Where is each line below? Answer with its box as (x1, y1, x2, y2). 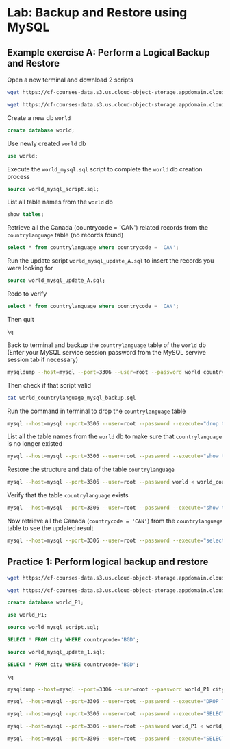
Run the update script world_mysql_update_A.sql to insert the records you (7, 257, 214, 265)
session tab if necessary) (7, 355, 79, 364)
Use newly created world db (7, 139, 87, 147)
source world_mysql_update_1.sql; (7, 648, 106, 656)
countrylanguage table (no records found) (7, 231, 124, 239)
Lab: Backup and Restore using (7, 5, 188, 21)
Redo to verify (7, 289, 47, 298)
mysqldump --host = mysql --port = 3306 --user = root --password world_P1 (7, 686, 210, 693)
